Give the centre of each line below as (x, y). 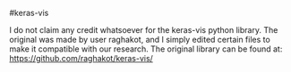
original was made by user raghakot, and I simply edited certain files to (140, 40)
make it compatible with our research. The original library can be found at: (146, 49)
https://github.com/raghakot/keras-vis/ (81, 58)
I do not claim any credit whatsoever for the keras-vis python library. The (144, 30)
